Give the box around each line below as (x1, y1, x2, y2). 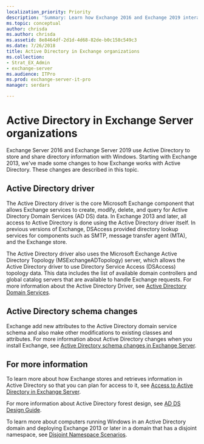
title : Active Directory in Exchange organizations (6, 49, 140, 55)
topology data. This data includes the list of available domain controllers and (6, 269, 197, 277)
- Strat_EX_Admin (6, 59, 50, 66)
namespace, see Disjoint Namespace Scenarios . (6, 431, 127, 439)
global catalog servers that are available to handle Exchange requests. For (6, 275, 192, 283)
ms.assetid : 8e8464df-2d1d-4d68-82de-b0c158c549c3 (6, 37, 137, 43)
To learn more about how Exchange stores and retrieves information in (6, 375, 183, 383)
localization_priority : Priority (6, 8, 91, 15)
